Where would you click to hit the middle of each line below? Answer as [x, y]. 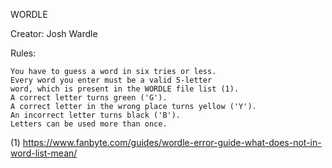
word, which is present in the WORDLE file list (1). [125, 89]
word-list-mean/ [44, 153]
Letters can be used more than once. [89, 124]
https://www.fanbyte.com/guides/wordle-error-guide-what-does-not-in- [172, 142]
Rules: [23, 53]
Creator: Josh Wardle [54, 33]
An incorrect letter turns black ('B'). [96, 115]
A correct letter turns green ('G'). [89, 98]
